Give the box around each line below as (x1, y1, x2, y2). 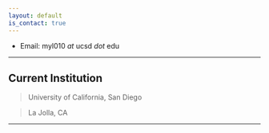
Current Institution (8, 71, 102, 84)
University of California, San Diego (27, 92, 143, 102)
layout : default (8, 11, 62, 20)
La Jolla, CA (27, 108, 68, 118)
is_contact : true (8, 19, 66, 27)
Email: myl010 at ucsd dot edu (19, 41, 120, 50)
